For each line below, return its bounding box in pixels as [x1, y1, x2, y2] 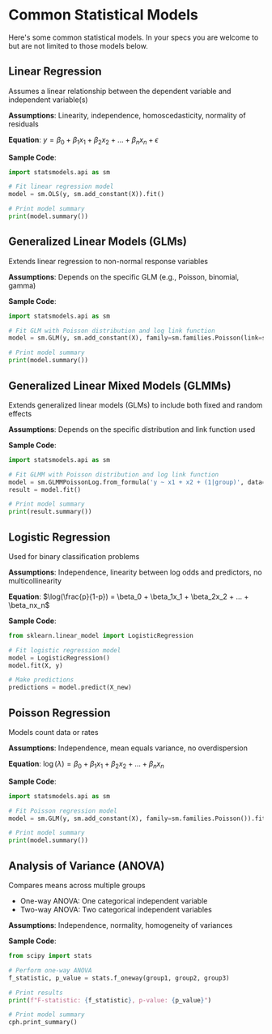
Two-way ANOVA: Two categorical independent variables [19, 905, 212, 915]
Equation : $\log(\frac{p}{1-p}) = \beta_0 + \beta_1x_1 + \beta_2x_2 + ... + [8, 592, 249, 601]
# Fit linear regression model [8, 182, 114, 191]
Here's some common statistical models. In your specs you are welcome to [8, 32, 259, 42]
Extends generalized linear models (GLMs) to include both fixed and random [8, 399, 263, 410]
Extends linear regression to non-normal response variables [8, 256, 209, 266]
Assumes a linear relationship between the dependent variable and [8, 86, 232, 96]
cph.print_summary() [8, 1019, 79, 1027]
